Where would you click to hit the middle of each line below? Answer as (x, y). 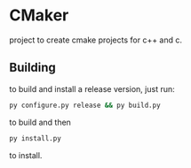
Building (32, 68)
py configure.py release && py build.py (85, 105)
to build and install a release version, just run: (92, 88)
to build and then (40, 122)
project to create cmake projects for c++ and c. (96, 40)
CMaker (39, 15)
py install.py (36, 138)
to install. (26, 155)
